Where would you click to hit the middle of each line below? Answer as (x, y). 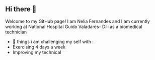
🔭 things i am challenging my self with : (53, 41)
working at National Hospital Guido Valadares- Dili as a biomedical (74, 26)
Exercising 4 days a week (39, 47)
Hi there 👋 (21, 9)
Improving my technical (37, 52)
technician (16, 32)
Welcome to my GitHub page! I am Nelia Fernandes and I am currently (77, 21)
